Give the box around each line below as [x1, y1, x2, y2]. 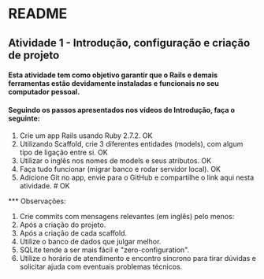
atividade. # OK [19, 181, 70, 191]
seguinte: [8, 113, 41, 123]
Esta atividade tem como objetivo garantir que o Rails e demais [8, 70, 218, 80]
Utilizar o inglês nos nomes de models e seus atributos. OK [19, 156, 212, 166]
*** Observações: [8, 196, 66, 206]
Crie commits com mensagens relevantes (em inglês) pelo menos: [19, 212, 235, 221]
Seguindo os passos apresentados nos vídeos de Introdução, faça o [8, 105, 235, 114]
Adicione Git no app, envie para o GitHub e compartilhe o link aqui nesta [19, 173, 255, 182]
